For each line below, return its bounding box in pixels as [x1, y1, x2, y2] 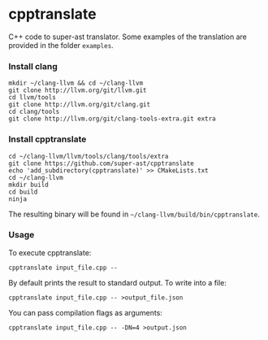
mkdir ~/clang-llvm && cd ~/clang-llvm [8, 79, 144, 88]
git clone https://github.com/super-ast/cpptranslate [8, 159, 195, 168]
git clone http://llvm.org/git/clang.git [8, 101, 151, 109]
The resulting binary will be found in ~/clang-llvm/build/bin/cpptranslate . [8, 209, 260, 219]
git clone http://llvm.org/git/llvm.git [8, 86, 148, 94]
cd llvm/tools [8, 94, 57, 102]
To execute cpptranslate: [8, 247, 92, 257]
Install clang [8, 60, 58, 72]
